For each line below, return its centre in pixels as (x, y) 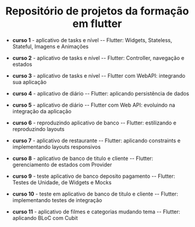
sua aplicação (29, 82)
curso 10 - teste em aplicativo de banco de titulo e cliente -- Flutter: (95, 194)
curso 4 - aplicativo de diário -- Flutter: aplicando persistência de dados (100, 93)
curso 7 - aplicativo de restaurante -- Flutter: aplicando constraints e (96, 140)
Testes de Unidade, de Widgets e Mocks (62, 182)
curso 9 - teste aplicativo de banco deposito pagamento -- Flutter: (94, 176)
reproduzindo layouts (38, 129)
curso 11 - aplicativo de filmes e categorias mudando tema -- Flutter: (96, 212)
